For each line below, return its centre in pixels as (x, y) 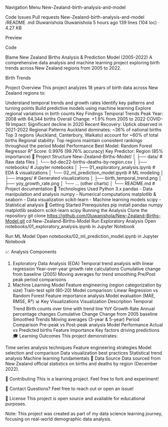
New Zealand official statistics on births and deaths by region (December (81, 364)
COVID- (155, 119)
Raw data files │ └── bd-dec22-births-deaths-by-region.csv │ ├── (76, 162)
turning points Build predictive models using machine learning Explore (78, 108)
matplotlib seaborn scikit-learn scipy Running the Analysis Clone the (76, 210)
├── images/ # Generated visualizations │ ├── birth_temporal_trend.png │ (83, 178)
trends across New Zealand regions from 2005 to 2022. (63, 68)
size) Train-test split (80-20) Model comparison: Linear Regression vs (85, 290)
